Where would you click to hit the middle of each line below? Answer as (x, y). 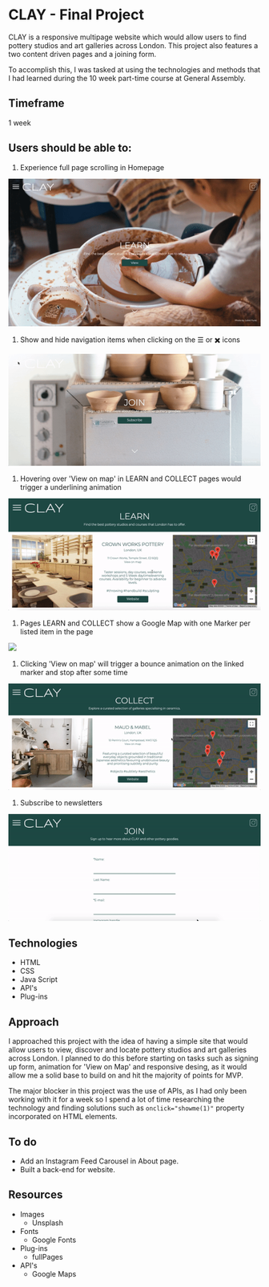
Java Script (38, 980)
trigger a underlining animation (70, 487)
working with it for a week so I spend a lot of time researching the (116, 1100)
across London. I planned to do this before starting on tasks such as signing (133, 1058)
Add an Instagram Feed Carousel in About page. (99, 1161)
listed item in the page (56, 631)
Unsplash (48, 1223)
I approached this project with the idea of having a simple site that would (128, 1041)
